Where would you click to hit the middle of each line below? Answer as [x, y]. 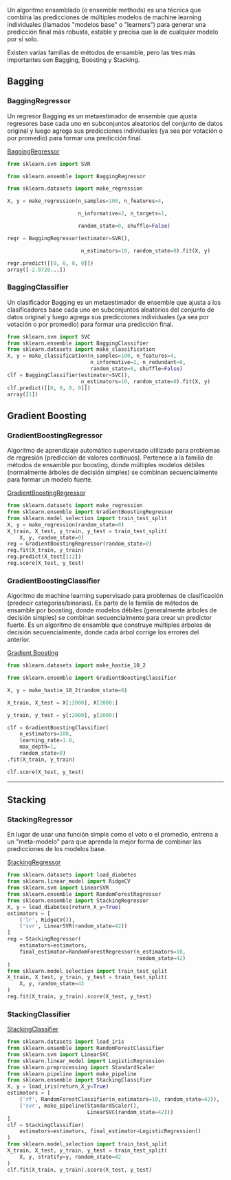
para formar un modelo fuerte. [50, 480]
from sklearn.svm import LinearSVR [58, 888]
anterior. [19, 640]
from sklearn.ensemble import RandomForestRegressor [84, 894]
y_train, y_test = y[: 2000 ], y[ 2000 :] [63, 715]
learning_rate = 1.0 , [47, 740]
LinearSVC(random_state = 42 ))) [130, 1112]
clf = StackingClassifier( [46, 1125]
